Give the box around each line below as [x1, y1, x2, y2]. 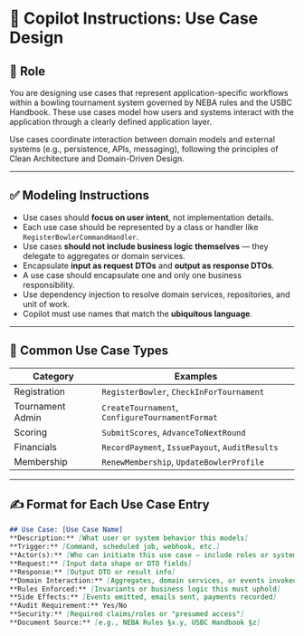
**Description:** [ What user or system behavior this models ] [9, 534, 249, 543]
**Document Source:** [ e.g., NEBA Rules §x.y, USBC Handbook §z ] [9, 618, 261, 628]
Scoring [14, 426, 48, 438]
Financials [14, 440, 57, 453]
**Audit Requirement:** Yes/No [9, 602, 128, 611]
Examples [174, 370, 218, 382]
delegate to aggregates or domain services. [22, 250, 185, 261]
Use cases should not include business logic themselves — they [22, 240, 269, 252]
